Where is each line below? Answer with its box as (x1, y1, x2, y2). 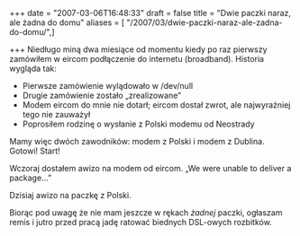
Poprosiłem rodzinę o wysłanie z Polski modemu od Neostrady (22, 118, 255, 129)
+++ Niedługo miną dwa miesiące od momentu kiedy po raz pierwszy (9, 44, 268, 55)
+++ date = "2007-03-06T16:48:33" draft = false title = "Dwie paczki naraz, (9, 8, 291, 18)
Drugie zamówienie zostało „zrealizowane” (22, 90, 182, 101)
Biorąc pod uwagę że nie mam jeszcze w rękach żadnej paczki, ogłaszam (9, 207, 283, 218)
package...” (9, 172, 52, 183)
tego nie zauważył (22, 109, 91, 119)
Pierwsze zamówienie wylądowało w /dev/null (22, 81, 194, 91)
